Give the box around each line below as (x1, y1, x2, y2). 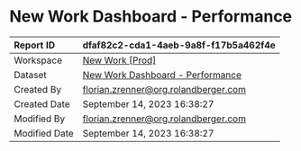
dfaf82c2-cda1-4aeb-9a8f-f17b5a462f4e (82, 39, 277, 51)
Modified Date (14, 127, 74, 139)
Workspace (14, 54, 63, 67)
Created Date (14, 97, 70, 110)
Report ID (14, 39, 56, 51)
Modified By (14, 112, 66, 125)
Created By (14, 83, 61, 95)
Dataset (14, 68, 47, 81)
